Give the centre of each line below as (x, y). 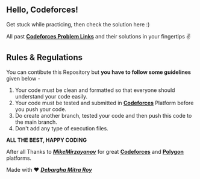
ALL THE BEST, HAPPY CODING (47, 140)
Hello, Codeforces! (42, 10)
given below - (23, 78)
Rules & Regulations (45, 57)
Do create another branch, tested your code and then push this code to (103, 115)
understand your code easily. (51, 96)
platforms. (19, 158)
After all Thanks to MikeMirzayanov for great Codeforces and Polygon (95, 151)
